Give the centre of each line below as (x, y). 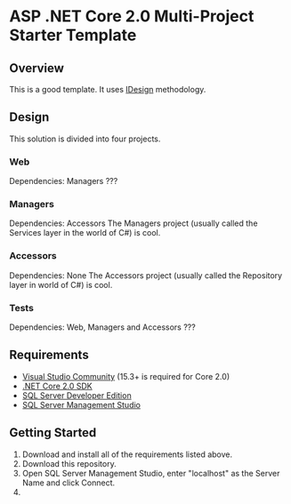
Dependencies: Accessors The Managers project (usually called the (133, 223)
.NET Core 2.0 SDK (57, 386)
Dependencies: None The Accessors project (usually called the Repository (146, 275)
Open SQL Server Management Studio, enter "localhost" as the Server (151, 473)
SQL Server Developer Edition (77, 395)
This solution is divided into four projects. (85, 139)
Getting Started (53, 433)
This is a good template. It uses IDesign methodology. (108, 89)
